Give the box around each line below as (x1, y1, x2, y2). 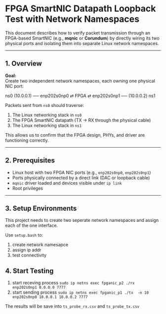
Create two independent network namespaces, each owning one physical (5, 78, 156, 84)
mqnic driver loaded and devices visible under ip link (12, 180, 122, 186)
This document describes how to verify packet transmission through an (5, 30, 151, 36)
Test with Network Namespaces (5, 13, 140, 25)
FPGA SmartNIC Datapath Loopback (5, 3, 156, 14)
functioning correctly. (5, 137, 49, 143)
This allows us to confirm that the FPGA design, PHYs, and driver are (5, 132, 145, 138)
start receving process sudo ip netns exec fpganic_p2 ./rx (12, 280, 135, 286)
